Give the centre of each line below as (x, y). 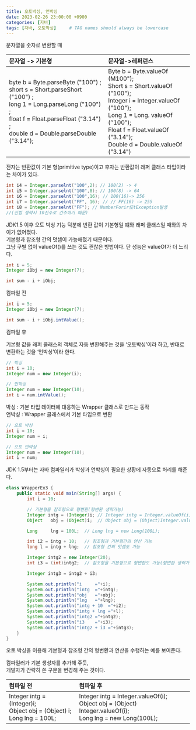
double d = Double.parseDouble (53, 133)
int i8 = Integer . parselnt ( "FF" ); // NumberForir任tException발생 (87, 207)
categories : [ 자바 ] (29, 22)
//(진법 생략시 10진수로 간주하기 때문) (47, 213)
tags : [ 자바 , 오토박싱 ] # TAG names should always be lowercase (87, 28)
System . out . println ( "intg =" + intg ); (73, 590)
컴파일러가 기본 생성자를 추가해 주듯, (47, 663)
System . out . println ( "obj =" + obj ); (71, 595)
